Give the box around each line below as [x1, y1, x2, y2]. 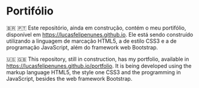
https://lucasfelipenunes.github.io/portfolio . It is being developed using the [6, 62, 192, 69]
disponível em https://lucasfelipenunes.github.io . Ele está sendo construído [6, 31, 194, 38]
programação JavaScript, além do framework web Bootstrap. [6, 43, 159, 51]
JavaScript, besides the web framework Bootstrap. [6, 75, 133, 82]
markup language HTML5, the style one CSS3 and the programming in [6, 68, 181, 76]
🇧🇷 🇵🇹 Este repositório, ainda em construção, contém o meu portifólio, [6, 24, 186, 31]
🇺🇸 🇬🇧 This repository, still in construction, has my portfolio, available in [6, 55, 189, 63]
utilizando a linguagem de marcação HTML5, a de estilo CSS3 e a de [6, 37, 177, 45]
